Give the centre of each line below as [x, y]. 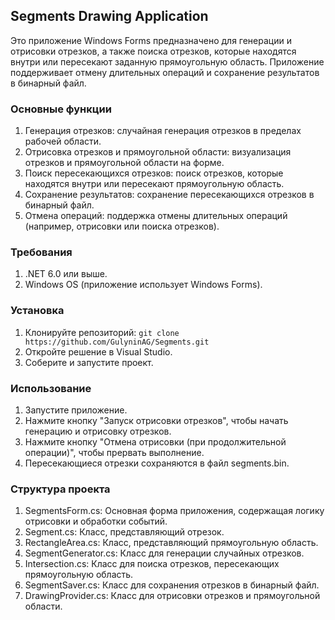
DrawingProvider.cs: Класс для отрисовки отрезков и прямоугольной [172, 596]
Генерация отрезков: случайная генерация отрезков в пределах [163, 131]
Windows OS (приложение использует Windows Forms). [143, 285]
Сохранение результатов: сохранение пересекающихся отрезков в [169, 195]
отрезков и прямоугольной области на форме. [124, 163]
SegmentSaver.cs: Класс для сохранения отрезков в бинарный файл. [172, 585]
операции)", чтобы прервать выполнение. [114, 452]
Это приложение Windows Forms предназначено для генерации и [151, 40]
